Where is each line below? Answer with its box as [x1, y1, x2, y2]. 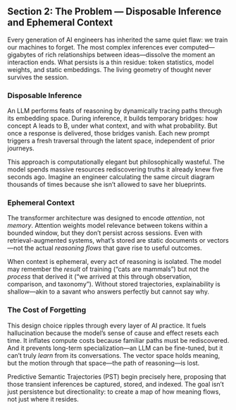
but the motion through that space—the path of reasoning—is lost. [7, 358, 200, 367]
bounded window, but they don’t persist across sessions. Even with [7, 229, 203, 237]
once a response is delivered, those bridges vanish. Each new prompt [7, 129, 210, 138]
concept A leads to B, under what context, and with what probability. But [7, 121, 218, 130]
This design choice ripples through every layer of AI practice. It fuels [7, 321, 206, 330]
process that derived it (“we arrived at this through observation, [7, 272, 192, 281]
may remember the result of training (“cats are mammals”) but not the [7, 265, 210, 274]
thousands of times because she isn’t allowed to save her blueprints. [7, 180, 206, 189]
